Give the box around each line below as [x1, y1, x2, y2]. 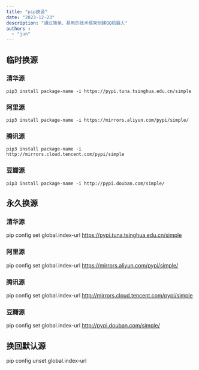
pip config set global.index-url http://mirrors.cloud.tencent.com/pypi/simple [6, 291, 193, 299]
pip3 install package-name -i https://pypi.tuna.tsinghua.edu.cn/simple [6, 88, 192, 94]
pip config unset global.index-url [6, 357, 87, 365]
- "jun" [11, 31, 31, 37]
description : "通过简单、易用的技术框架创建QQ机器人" [6, 20, 128, 26]
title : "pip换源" [6, 8, 48, 15]
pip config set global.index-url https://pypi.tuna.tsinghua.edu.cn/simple [6, 231, 182, 239]
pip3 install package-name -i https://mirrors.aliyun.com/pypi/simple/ [6, 118, 189, 124]
